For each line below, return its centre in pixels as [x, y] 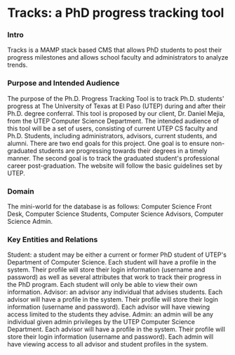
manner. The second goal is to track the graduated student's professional [113, 158]
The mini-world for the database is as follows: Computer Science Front [109, 207]
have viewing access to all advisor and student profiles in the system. [108, 344]
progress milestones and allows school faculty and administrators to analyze [118, 58]
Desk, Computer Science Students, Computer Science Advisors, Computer [115, 214]
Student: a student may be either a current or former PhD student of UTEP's [117, 255]
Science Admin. [30, 222]
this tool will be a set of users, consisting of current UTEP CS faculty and [113, 128]
